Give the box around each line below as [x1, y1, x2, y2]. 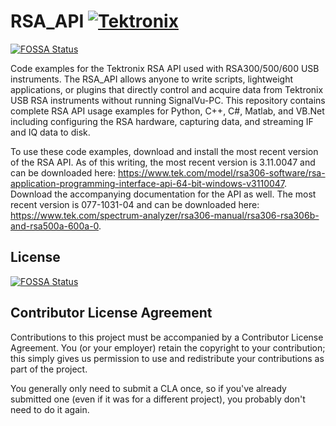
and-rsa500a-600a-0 [10, 220, 100, 232]
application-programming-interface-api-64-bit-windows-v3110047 [10, 177, 285, 189]
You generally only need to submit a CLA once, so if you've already [10, 382, 287, 394]
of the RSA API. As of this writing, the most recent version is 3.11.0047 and [10, 156, 316, 168]
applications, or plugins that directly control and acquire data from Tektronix [10, 83, 324, 95]
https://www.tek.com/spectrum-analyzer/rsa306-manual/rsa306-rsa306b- [10, 209, 320, 221]
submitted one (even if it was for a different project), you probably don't [10, 393, 306, 405]
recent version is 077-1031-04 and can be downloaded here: [10, 198, 260, 210]
